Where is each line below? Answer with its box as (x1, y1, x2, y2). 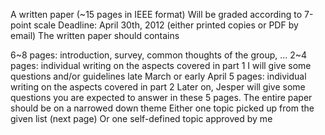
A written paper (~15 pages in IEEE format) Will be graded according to (10, 9, 303, 20)
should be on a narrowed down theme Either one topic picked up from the (10, 102, 315, 114)
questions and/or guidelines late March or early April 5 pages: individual (10, 70, 307, 82)
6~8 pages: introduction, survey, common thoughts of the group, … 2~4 (10, 49, 308, 61)
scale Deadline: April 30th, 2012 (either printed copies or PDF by (33, 19, 299, 31)
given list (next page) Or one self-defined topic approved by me (10, 113, 273, 124)
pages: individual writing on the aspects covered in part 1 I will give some (10, 60, 312, 71)
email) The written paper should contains (10, 30, 180, 41)
